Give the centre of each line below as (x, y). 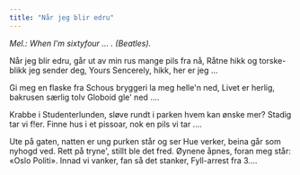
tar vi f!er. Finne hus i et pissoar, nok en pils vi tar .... (106, 124)
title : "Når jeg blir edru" (62, 17)
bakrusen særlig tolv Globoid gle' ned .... (84, 97)
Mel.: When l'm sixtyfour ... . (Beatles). (80, 43)
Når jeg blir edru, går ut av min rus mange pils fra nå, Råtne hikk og (133, 60)
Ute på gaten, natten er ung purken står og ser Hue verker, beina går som (145, 141)
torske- (273, 60)
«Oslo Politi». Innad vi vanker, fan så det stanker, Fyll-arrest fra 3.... (133, 160)
